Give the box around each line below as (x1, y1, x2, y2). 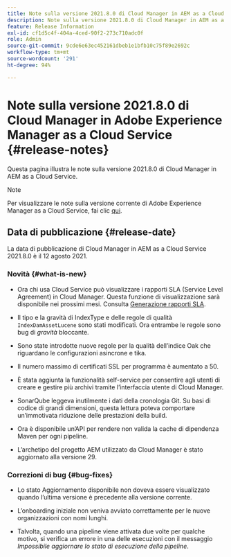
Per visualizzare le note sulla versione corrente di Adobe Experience (7, 199, 202, 207)
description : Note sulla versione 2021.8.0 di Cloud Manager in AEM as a (7, 17, 225, 24)
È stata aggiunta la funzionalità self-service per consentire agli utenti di (17, 375, 221, 384)
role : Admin (7, 36, 41, 43)
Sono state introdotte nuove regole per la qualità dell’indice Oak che (17, 341, 211, 350)
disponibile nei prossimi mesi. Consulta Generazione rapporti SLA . (17, 299, 206, 308)
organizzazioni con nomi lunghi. (17, 513, 109, 522)
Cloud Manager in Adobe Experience (7, 112, 223, 128)
